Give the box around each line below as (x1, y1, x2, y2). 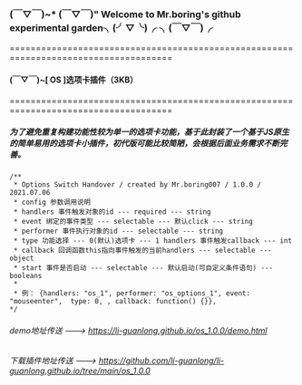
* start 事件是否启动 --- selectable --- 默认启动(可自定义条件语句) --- (13, 264, 274, 273)
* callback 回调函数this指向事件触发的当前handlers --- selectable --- (13, 246, 272, 255)
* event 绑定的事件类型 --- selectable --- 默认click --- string (13, 217, 254, 226)
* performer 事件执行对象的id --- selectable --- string (13, 226, 224, 236)
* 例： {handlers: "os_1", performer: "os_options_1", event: (13, 289, 251, 298)
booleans (9, 272, 43, 281)
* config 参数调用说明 (13, 197, 91, 207)
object (9, 254, 34, 264)
